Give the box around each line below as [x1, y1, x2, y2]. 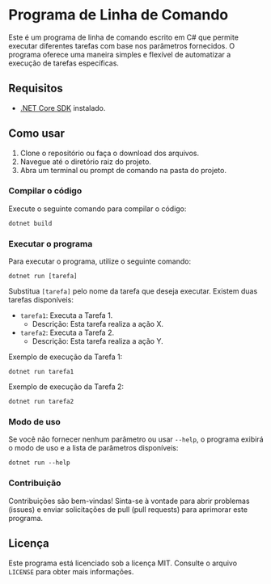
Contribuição [8, 477, 61, 489]
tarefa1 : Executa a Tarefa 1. [19, 311, 113, 320]
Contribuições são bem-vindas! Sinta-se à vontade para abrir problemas [8, 496, 250, 506]
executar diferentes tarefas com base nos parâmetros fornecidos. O [8, 40, 235, 50]
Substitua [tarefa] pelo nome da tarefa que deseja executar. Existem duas [8, 286, 258, 296]
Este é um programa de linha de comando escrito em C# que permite [8, 32, 239, 42]
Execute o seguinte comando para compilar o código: [8, 204, 187, 214]
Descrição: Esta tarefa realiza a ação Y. [32, 336, 163, 346]
